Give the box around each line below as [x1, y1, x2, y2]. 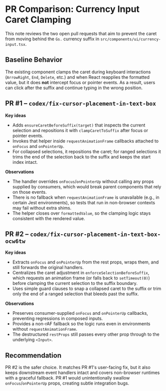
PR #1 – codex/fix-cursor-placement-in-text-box [5, 99, 156, 108]
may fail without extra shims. [12, 205, 72, 211]
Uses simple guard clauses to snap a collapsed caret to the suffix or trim [12, 285, 162, 292]
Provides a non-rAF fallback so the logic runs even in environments [12, 321, 151, 327]
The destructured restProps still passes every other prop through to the [12, 331, 160, 337]
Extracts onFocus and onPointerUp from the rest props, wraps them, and [12, 259, 159, 265]
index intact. [12, 159, 38, 165]
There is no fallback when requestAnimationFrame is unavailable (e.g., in [12, 194, 160, 200]
